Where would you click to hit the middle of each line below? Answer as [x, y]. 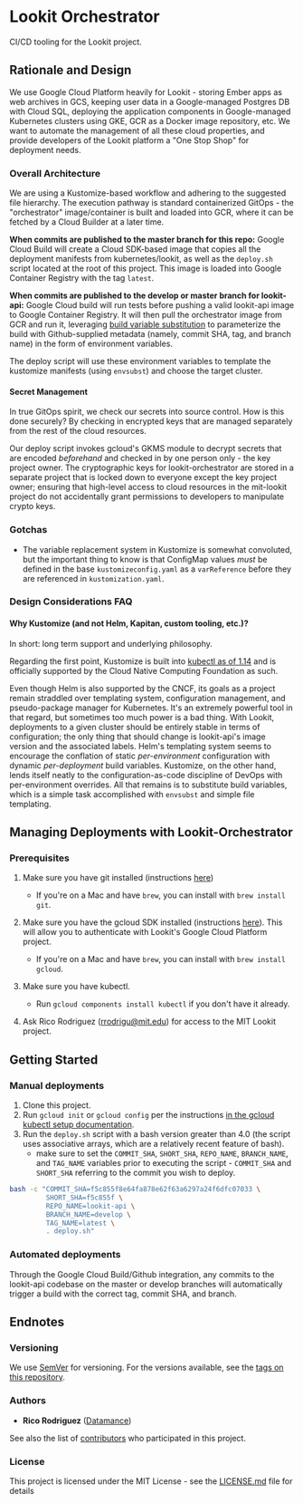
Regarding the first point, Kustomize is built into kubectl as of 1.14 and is [143, 661]
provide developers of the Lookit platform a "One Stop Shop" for [129, 140]
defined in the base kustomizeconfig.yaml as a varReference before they [157, 569]
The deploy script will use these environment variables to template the [140, 361]
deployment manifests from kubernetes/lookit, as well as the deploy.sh [141, 259]
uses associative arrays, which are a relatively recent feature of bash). [153, 1144]
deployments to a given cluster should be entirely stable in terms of [135, 727]
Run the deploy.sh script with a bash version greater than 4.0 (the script [156, 1134]
